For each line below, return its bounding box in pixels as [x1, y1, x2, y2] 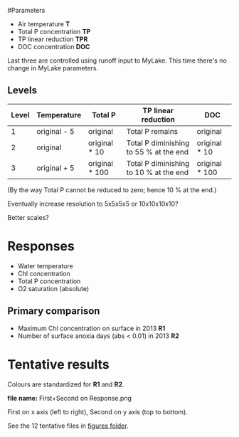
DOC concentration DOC [17, 43, 90, 51]
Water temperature [17, 261, 73, 270]
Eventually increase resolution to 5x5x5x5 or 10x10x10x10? [7, 199, 179, 208]
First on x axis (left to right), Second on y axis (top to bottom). [7, 407, 188, 416]
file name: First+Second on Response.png [7, 394, 132, 402]
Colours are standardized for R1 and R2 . [7, 380, 124, 389]
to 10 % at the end [126, 167, 189, 177]
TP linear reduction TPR [17, 35, 88, 43]
